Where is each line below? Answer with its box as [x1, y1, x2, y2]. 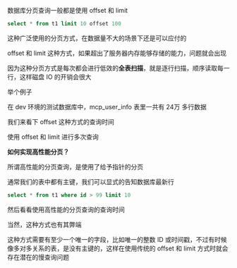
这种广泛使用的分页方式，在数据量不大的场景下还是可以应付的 [7, 34, 187, 42]
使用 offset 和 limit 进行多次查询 [7, 133, 99, 141]
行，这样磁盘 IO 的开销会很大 [7, 73, 92, 81]
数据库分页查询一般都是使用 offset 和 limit [7, 6, 128, 14]
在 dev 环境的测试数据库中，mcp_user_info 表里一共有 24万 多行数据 [7, 102, 207, 111]
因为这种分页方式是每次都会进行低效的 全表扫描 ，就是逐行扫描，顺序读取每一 [7, 63, 230, 72]
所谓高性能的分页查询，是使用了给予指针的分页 [7, 162, 143, 171]
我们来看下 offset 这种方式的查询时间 [7, 117, 114, 126]
